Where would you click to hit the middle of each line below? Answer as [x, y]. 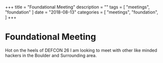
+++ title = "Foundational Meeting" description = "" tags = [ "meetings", [78, 7]
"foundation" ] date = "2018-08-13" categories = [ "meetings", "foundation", [81, 12]
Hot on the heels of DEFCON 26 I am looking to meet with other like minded [81, 50]
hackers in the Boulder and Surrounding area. [51, 55]
